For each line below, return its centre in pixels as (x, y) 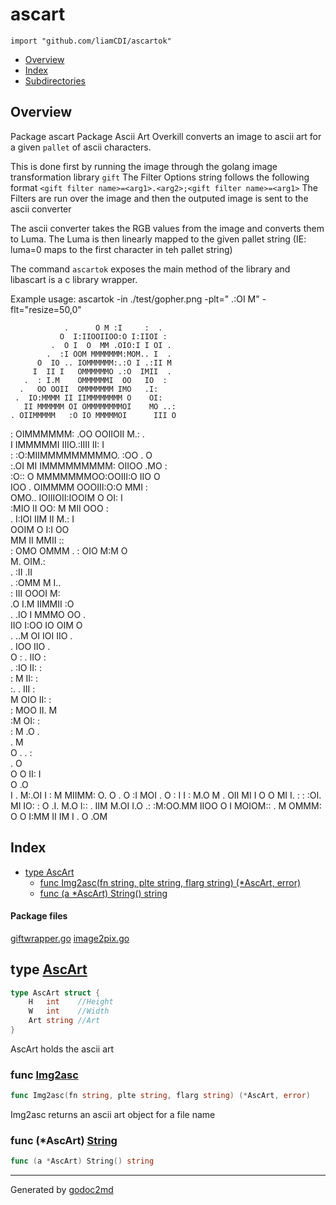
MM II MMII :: (37, 540)
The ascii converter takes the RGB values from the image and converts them (167, 228)
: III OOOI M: (35, 593)
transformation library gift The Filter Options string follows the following (160, 177)
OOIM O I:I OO (40, 529)
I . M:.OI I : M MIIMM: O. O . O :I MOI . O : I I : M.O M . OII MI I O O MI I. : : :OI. (166, 795)
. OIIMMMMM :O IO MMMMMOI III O (93, 415)
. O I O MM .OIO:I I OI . (111, 345)
